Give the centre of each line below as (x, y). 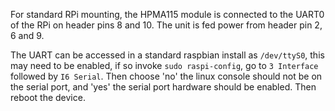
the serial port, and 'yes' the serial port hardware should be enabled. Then (163, 87)
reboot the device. (48, 97)
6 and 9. (27, 35)
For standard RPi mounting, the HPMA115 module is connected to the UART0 (167, 14)
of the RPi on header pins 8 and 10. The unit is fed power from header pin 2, (166, 25)
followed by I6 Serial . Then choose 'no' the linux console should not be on (166, 76)
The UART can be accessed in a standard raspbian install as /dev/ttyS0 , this (167, 55)
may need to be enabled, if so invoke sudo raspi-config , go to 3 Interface (164, 65)
